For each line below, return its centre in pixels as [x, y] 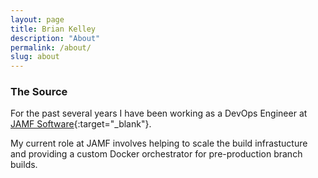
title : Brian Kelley [53, 29]
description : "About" [55, 38]
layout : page [37, 19]
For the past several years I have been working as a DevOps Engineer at [159, 113]
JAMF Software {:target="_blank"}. [81, 124]
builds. [24, 165]
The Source [39, 92]
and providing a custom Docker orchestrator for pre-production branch [156, 154]
